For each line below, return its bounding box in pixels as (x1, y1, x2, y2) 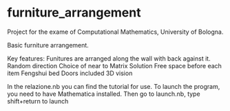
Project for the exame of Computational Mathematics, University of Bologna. (7, 28, 224, 36)
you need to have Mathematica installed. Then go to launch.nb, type (7, 90, 201, 98)
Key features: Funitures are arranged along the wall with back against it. (7, 54, 211, 63)
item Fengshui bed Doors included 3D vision (7, 69, 133, 77)
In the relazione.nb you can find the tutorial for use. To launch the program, (7, 82, 220, 90)
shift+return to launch (7, 97, 69, 105)
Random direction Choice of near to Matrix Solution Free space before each (7, 61, 222, 70)
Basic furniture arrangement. (7, 41, 90, 49)
